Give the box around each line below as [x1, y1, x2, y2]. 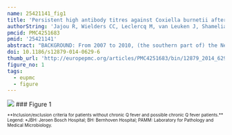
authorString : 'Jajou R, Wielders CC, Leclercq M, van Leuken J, [7, 23, 199, 30]
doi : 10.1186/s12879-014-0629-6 [7, 49, 100, 56]
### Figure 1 [15, 101, 52, 109]
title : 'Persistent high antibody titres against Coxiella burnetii [7, 17, 209, 23]
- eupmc [13, 74, 36, 81]
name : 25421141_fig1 [7, 10, 67, 17]
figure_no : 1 [7, 61, 45, 68]
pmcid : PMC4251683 [7, 29, 60, 37]
